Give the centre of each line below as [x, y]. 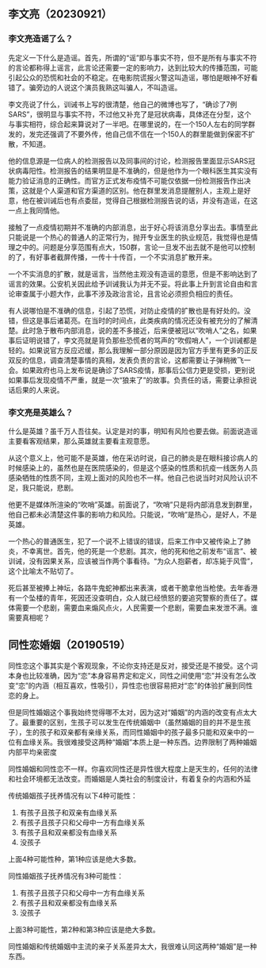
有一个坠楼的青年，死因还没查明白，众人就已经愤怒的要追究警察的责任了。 [129, 597]
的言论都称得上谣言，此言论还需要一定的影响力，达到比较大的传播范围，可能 [133, 67]
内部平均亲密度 [32, 751]
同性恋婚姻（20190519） [69, 645]
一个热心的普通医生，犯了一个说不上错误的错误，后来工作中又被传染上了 [126, 541]
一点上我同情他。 [36, 210]
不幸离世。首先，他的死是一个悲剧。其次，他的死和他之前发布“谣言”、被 [139, 551]
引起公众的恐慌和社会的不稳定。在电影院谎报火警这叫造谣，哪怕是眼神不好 [129, 77]
